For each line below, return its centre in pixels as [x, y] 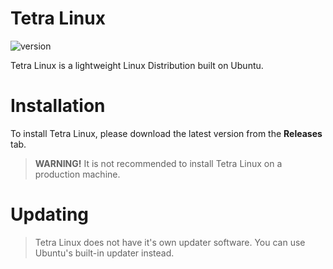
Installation [58, 106]
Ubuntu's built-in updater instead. [104, 253]
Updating [50, 214]
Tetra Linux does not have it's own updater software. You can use [170, 242]
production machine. [77, 174]
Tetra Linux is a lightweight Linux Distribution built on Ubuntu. [137, 65]
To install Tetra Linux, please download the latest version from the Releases [166, 133]
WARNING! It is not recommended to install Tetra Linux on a [158, 163]
